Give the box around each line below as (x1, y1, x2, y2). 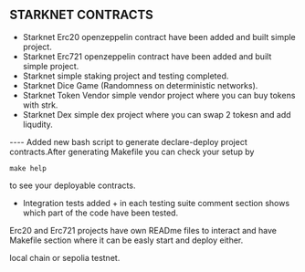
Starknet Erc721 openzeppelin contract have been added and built (22, 50, 272, 62)
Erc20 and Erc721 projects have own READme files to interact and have (9, 225, 277, 235)
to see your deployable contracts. (9, 180, 136, 191)
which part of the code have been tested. (22, 207, 179, 218)
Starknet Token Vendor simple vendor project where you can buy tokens (22, 89, 296, 100)
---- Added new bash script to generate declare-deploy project (9, 136, 248, 147)
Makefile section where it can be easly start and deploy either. (9, 235, 244, 246)
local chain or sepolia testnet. (9, 252, 121, 263)
